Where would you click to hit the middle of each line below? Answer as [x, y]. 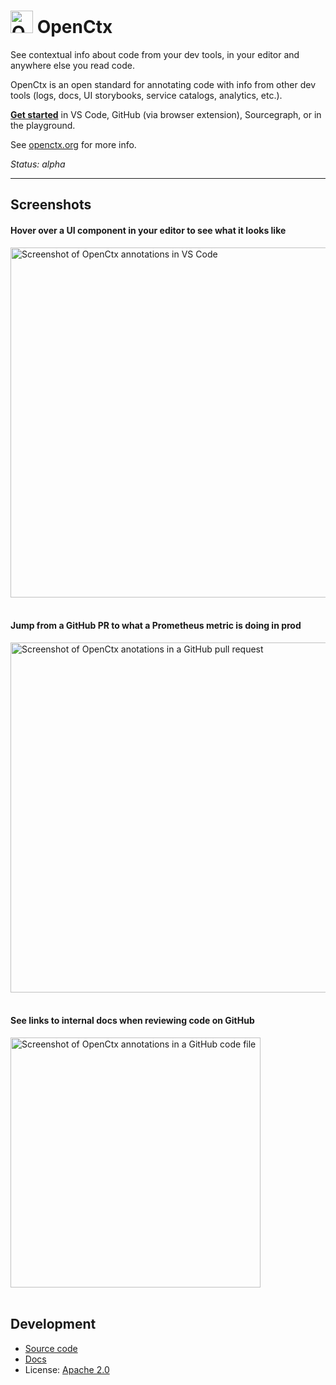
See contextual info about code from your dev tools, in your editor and [155, 54]
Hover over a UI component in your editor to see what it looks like [148, 230]
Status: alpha [38, 164]
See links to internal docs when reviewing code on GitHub [132, 1021]
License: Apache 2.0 [67, 1369]
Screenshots [51, 205]
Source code [51, 1348]
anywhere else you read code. [72, 65]
